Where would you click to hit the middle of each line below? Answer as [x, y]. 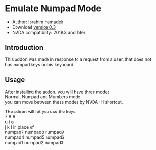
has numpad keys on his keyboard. [40, 64]
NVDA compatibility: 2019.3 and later [49, 32]
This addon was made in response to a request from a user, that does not [78, 59]
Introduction [24, 47]
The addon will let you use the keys [40, 111]
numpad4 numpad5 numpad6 [35, 137]
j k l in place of [20, 127]
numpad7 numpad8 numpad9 [35, 132]
